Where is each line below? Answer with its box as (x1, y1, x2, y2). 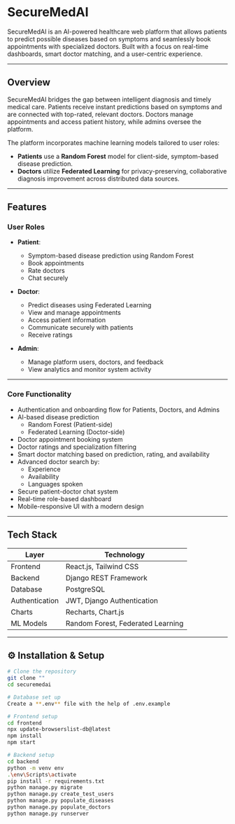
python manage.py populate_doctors (7, 804, 111, 811)
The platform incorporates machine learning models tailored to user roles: (7, 138, 220, 147)
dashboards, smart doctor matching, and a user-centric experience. (7, 50, 203, 58)
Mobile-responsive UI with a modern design (17, 502, 145, 510)
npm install (7, 732, 42, 739)
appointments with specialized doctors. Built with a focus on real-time (7, 42, 208, 50)
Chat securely (27, 274, 69, 282)
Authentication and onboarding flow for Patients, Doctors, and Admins (17, 405, 220, 414)
